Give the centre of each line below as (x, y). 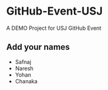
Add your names (38, 47)
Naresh (24, 68)
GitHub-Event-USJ (55, 11)
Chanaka (26, 81)
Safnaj (23, 61)
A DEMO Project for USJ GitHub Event (54, 28)
